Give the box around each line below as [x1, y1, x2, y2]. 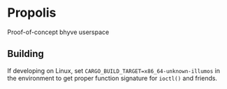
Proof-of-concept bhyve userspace [7, 28, 110, 36]
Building [7, 48, 44, 60]
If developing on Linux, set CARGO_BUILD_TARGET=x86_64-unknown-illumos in [7, 66, 220, 74]
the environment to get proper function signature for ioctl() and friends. [7, 74, 218, 82]
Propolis [7, 5, 57, 21]
